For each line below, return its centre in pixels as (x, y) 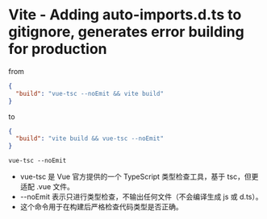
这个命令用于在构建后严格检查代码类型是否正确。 (101, 207)
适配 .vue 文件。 (47, 187)
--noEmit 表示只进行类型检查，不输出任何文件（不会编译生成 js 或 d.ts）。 (141, 197)
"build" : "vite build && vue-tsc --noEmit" (90, 138)
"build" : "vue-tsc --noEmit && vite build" (90, 93)
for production (58, 49)
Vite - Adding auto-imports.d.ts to (125, 15)
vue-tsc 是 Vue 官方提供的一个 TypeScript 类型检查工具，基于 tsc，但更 (139, 177)
